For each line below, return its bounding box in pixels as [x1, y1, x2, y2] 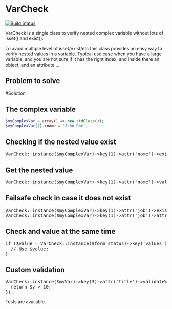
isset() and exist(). [5, 35, 44, 42]
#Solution [5, 90, 26, 96]
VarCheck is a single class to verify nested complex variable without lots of [5, 30, 164, 36]
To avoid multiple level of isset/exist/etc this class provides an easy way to [5, 45, 163, 51]
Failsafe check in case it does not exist [5, 194, 131, 202]
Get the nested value [5, 166, 73, 174]
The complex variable [5, 105, 76, 114]
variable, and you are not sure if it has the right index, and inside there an [5, 56, 160, 62]
